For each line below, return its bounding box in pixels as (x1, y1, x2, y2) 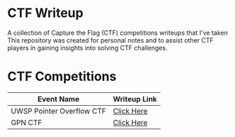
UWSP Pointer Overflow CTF (11, 106, 106, 116)
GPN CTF (11, 117, 42, 127)
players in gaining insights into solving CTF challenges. (7, 43, 168, 52)
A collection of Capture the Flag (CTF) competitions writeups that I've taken (7, 28, 228, 37)
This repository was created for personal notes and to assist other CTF (7, 35, 214, 44)
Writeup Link (113, 94, 157, 104)
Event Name (38, 94, 80, 104)
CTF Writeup (7, 5, 84, 21)
